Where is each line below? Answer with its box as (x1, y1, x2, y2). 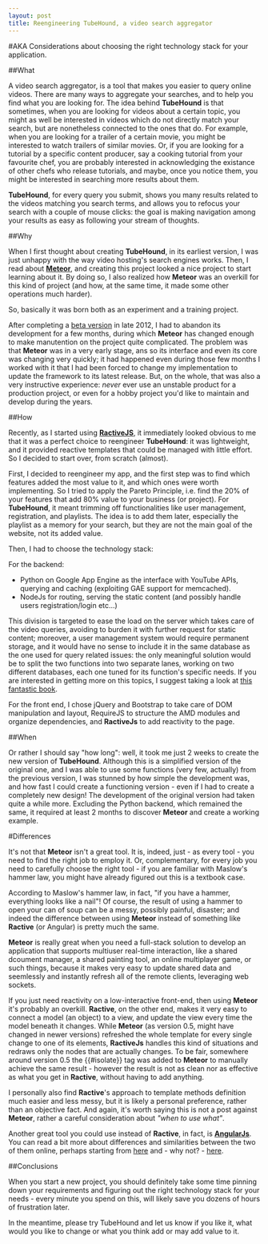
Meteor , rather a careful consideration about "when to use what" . (8, 1113, 226, 1122)
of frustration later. (8, 1202, 70, 1212)
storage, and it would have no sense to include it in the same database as (8, 642, 250, 651)
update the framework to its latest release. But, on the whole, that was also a (8, 371, 261, 380)
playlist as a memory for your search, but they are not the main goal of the (8, 520, 253, 529)
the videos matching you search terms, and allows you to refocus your (8, 198, 241, 208)
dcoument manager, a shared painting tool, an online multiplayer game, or (8, 954, 252, 964)
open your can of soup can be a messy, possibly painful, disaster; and (8, 904, 240, 914)
